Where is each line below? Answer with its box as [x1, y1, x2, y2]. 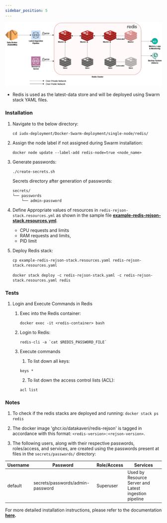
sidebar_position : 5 [5, 8, 48, 13]
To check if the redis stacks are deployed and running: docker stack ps [12, 410, 159, 417]
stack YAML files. [12, 97, 48, 103]
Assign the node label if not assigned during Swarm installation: [12, 140, 143, 146]
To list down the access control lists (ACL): [27, 377, 115, 383]
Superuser [96, 483, 118, 489]
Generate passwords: [12, 159, 57, 165]
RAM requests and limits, [19, 232, 71, 238]
